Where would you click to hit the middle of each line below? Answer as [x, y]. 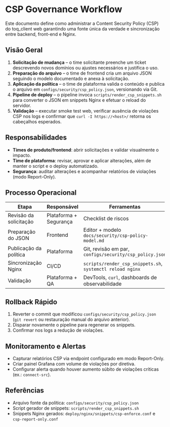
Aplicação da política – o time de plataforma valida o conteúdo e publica [89, 84]
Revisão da [21, 216]
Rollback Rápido [31, 302]
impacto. [22, 155]
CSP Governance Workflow [64, 9]
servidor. [22, 105]
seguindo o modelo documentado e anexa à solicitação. [71, 78]
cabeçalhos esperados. [37, 121]
